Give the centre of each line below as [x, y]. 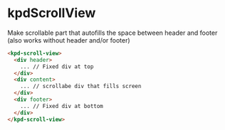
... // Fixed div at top [57, 66]
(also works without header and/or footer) [69, 40]
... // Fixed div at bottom [62, 106]
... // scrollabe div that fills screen [81, 87]
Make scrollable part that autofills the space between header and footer [112, 33]
